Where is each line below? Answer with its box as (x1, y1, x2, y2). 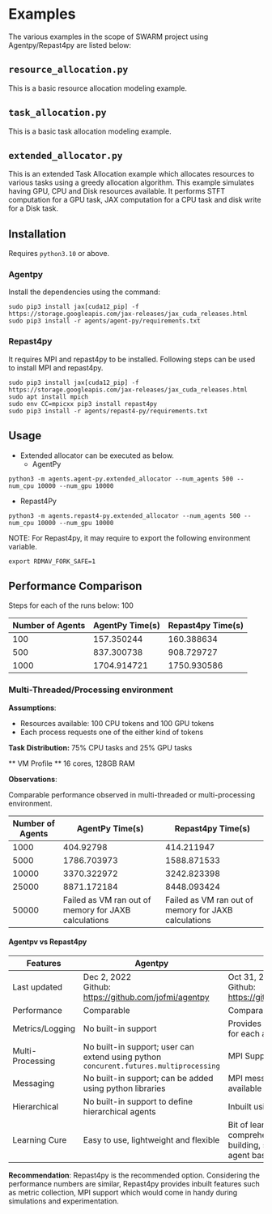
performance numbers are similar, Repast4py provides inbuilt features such (8, 1178, 261, 1188)
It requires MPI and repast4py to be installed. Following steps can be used (8, 354, 256, 364)
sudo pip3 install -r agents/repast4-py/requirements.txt (8, 407, 208, 415)
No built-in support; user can (83, 1041, 194, 1052)
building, (227, 1139, 261, 1151)
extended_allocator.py (8, 149, 123, 161)
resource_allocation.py (8, 64, 129, 75)
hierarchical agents (83, 1105, 156, 1117)
